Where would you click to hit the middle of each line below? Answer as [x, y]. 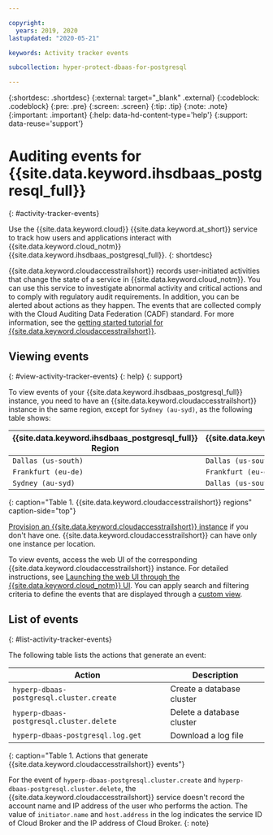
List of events [43, 619]
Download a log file [207, 735]
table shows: [30, 417]
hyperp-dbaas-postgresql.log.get [77, 735]
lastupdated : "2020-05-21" [54, 38]
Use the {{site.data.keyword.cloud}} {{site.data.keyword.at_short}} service [133, 229]
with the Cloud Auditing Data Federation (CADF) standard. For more [121, 314]
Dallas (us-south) [48, 461]
